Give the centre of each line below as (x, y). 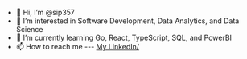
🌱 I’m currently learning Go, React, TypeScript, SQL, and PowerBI (123, 37)
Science (29, 29)
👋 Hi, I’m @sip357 (45, 12)
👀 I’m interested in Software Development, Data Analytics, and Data (128, 21)
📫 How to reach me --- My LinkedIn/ (77, 47)
